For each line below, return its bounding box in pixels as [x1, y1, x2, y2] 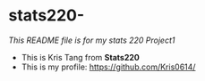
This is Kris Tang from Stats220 [21, 52, 140, 62]
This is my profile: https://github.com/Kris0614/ [21, 61, 196, 72]
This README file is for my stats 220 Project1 [8, 35, 175, 45]
